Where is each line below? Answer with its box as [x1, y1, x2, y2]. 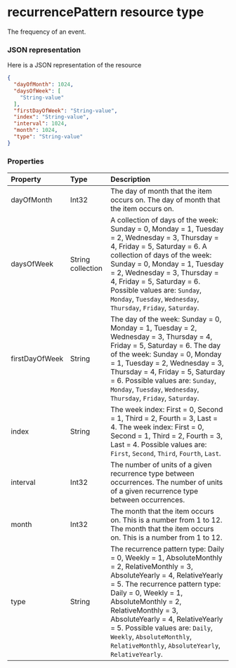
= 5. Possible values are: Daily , [110, 623, 213, 633]
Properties [7, 156, 44, 166]
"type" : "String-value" [13, 133, 83, 140]
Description [110, 175, 151, 185]
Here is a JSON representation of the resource [7, 61, 142, 69]
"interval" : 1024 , [13, 120, 68, 127]
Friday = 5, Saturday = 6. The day [110, 341, 221, 351]
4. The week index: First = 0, [110, 422, 204, 432]
